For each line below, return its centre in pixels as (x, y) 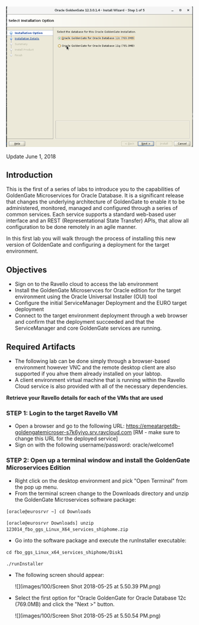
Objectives (27, 270)
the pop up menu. (36, 487)
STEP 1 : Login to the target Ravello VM (62, 413)
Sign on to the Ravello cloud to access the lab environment (86, 284)
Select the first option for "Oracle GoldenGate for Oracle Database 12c (100, 598)
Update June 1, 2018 (31, 156)
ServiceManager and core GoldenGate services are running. (88, 328)
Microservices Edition (38, 468)
